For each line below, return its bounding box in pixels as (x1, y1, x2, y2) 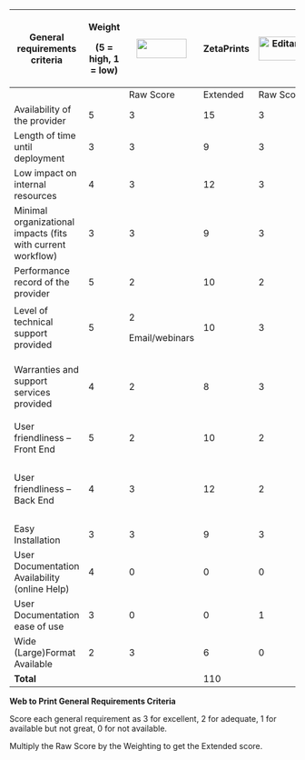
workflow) (14, 250, 57, 262)
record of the (14, 276, 70, 288)
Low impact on (14, 167, 77, 179)
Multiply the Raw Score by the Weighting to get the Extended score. (9, 741, 263, 751)
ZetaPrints (202, 43, 250, 55)
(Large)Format (14, 646, 76, 658)
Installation (14, 534, 61, 546)
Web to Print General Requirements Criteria (9, 695, 176, 706)
